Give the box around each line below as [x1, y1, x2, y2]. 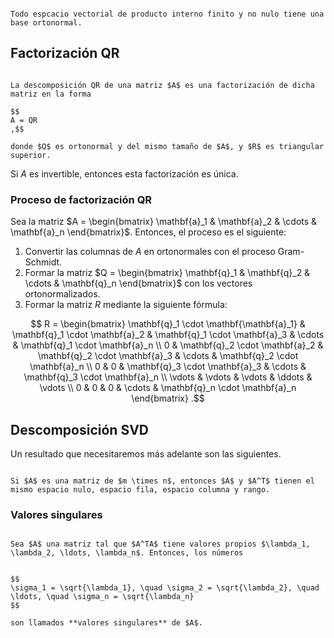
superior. [10, 150, 52, 160]
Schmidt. [24, 256, 63, 268]
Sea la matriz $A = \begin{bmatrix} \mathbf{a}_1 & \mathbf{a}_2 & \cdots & [10, 216, 318, 228]
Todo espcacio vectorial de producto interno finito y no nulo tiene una [10, 9, 325, 19]
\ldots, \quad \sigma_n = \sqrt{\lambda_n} [10, 592, 195, 602]
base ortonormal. [10, 18, 83, 28]
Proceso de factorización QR [10, 192, 153, 206]
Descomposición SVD [10, 421, 149, 438]
